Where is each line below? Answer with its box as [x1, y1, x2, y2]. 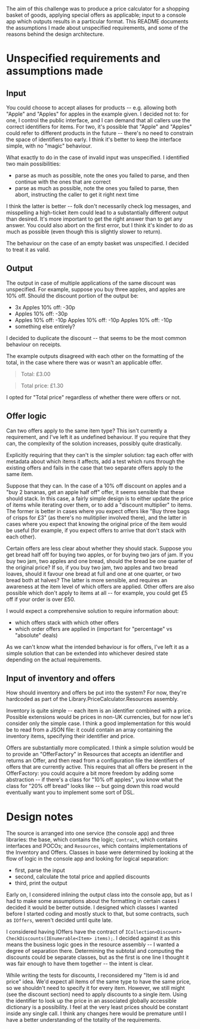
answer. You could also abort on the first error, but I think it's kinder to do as [6, 222, 193, 228]
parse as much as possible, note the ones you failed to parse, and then [14, 172, 190, 179]
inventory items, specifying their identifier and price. [6, 733, 136, 740]
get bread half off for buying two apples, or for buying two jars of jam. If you [6, 551, 194, 558]
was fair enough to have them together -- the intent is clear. [6, 960, 153, 967]
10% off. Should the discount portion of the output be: [6, 292, 139, 299]
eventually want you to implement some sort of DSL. [6, 789, 135, 796]
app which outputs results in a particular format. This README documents [6, 18, 189, 25]
